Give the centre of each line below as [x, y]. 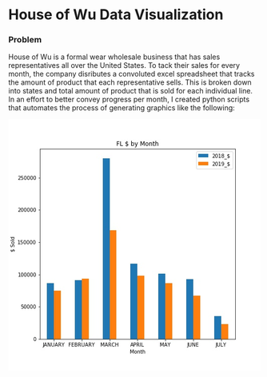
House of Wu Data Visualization [116, 15]
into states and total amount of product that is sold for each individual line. [131, 91]
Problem [25, 40]
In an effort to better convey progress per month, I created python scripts [129, 99]
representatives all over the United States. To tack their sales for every [124, 65]
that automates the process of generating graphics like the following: [122, 108]
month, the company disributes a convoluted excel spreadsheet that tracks [132, 74]
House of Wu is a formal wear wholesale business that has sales [114, 57]
